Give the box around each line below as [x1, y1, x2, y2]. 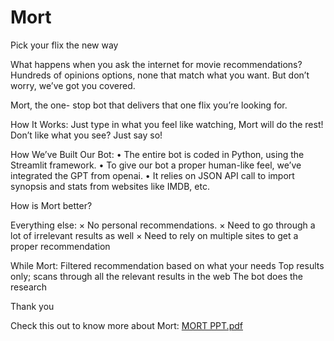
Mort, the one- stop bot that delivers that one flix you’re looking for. [10, 99, 288, 111]
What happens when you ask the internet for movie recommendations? [10, 58, 303, 70]
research [10, 281, 48, 293]
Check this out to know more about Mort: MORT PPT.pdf [10, 319, 243, 331]
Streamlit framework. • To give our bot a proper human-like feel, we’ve [10, 159, 302, 171]
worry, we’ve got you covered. [10, 79, 136, 91]
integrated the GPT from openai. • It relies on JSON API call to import [10, 169, 295, 181]
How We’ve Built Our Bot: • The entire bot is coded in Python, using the [10, 148, 305, 160]
